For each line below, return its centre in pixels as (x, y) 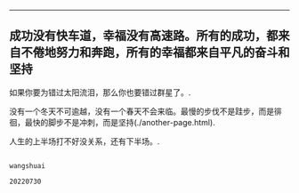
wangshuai (28, 165)
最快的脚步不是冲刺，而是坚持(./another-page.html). (120, 122)
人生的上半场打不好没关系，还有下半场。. (85, 141)
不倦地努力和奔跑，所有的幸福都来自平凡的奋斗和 (155, 53)
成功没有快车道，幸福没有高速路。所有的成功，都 (144, 36)
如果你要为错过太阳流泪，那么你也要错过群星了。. (100, 92)
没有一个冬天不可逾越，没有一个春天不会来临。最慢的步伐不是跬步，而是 (141, 111)
